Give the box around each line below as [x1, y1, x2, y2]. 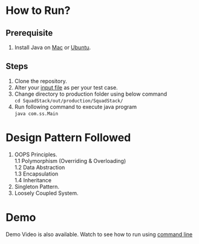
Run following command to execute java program [14, 103, 137, 110]
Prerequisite [5, 28, 53, 38]
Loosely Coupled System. [14, 189, 79, 197]
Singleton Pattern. [14, 183, 60, 190]
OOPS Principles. [14, 151, 58, 158]
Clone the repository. [14, 77, 67, 85]
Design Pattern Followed [5, 131, 131, 144]
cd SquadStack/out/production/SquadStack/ [14, 97, 123, 104]
